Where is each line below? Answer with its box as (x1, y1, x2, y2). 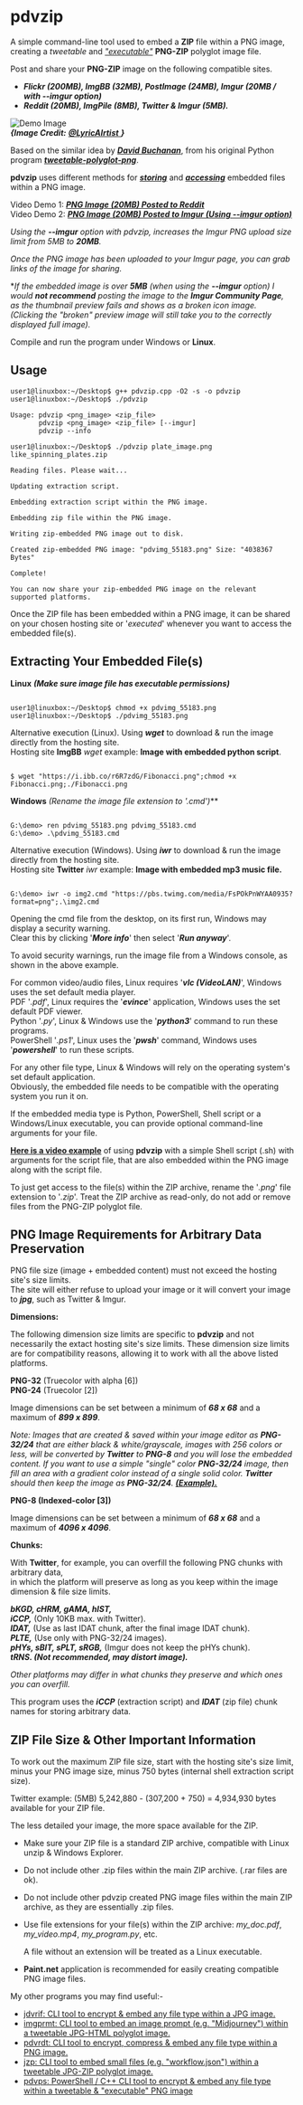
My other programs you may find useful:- (10, 1991, 163, 2002)
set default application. (10, 1071, 96, 1082)
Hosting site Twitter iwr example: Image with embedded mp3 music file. (10, 864, 282, 875)
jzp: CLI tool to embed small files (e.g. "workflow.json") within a (23, 2056, 260, 2068)
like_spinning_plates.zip (10, 450, 107, 459)
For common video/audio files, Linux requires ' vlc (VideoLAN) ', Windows (10, 977, 282, 988)
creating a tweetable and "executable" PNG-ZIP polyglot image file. (10, 45, 262, 56)
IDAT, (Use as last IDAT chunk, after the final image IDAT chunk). (10, 1623, 251, 1634)
